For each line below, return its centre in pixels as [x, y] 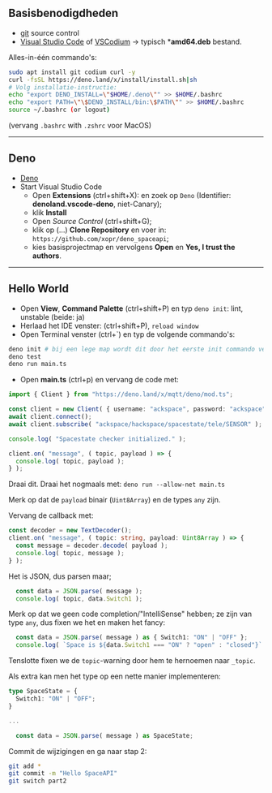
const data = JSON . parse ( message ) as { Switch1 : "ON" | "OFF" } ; [132, 638]
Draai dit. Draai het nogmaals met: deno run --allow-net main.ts [117, 484]
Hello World [38, 289]
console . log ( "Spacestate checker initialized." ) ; [97, 439]
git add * [25, 766]
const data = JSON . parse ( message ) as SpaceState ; [105, 735]
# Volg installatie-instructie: [63, 87]
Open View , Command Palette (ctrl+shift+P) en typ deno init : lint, [132, 308]
